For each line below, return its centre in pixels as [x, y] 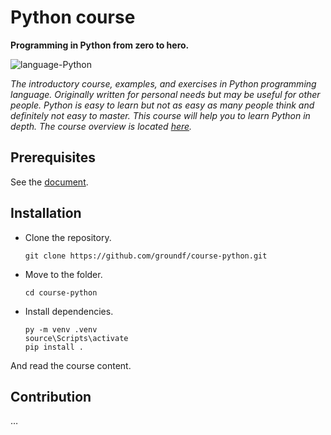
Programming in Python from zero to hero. [100, 45]
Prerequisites [53, 157]
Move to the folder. [63, 274]
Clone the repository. [68, 237]
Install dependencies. [69, 311]
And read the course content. [71, 365]
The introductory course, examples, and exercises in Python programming [163, 83]
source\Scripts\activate [76, 338]
